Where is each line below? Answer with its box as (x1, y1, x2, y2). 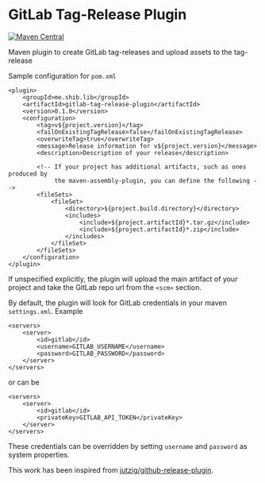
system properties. (8, 450, 70, 459)
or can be (8, 377, 40, 387)
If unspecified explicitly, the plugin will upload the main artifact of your (8, 274, 238, 284)
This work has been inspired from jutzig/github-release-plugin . (8, 465, 214, 474)
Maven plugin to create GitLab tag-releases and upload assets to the (8, 47, 232, 56)
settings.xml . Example (8, 306, 83, 315)
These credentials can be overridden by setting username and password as (8, 441, 248, 450)
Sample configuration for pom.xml (8, 71, 117, 80)
